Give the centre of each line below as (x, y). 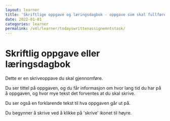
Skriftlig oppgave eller (53, 54)
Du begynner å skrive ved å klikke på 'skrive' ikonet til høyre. (69, 113)
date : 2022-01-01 (24, 19)
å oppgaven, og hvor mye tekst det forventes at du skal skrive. (70, 93)
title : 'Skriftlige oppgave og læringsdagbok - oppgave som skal (75, 15)
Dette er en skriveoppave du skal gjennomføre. (54, 78)
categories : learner (27, 24)
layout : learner (22, 10)
